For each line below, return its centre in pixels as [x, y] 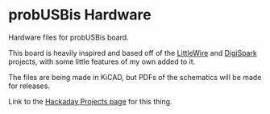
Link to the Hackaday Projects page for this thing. [90, 101]
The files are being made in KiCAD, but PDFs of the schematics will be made [135, 77]
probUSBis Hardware [80, 15]
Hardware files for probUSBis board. [69, 37]
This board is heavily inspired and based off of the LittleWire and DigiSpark [133, 53]
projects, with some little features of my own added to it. [102, 61]
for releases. [29, 86]
